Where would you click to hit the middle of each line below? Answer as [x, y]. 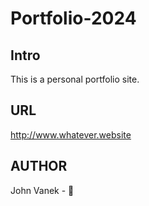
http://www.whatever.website [71, 134]
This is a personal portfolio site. [75, 79]
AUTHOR [39, 166]
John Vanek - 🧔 [42, 190]
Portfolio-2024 [73, 18]
